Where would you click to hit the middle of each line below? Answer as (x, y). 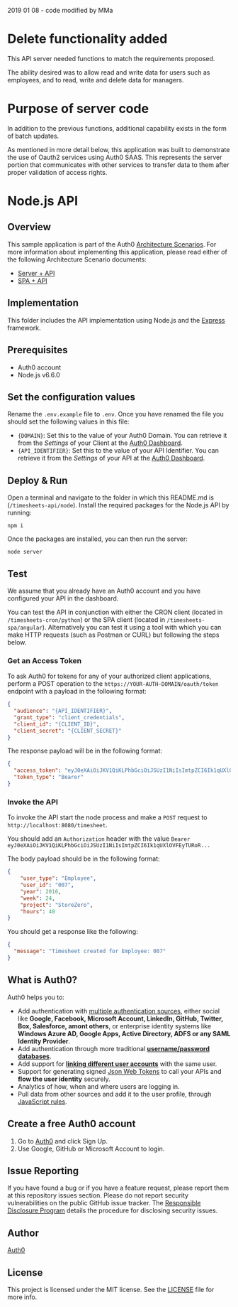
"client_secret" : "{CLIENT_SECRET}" (68, 731)
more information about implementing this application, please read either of (118, 252)
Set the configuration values (72, 397)
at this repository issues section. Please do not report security (98, 1195)
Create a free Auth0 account (72, 1124)
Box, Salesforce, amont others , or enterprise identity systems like (114, 1026)
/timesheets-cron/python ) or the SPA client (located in (86, 619)
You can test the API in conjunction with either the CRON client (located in (115, 612)
